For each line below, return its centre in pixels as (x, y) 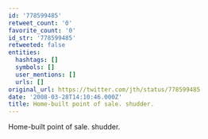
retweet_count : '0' (40, 23)
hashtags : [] (37, 60)
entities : (25, 52)
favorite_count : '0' (42, 30)
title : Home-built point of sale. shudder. (81, 104)
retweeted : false (37, 45)
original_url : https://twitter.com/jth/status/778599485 (104, 89)
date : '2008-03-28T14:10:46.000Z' (65, 97)
